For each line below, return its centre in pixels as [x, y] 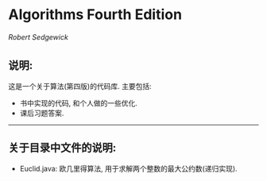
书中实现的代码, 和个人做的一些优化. [78, 103]
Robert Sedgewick [39, 37]
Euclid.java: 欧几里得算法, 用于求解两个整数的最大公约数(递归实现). [128, 168]
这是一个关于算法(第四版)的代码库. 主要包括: [80, 86]
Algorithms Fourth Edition [95, 15]
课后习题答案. [42, 113]
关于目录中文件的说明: [62, 148]
